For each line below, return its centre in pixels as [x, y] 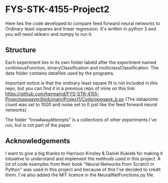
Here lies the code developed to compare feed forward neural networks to [83, 23]
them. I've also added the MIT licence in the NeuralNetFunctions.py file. [80, 175]
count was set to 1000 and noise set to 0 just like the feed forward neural [81, 104]
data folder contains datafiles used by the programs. [60, 73]
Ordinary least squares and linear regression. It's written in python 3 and [81, 28]
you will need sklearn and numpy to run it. [49, 34]
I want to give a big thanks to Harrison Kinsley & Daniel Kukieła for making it [84, 153]
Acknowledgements [38, 141]
